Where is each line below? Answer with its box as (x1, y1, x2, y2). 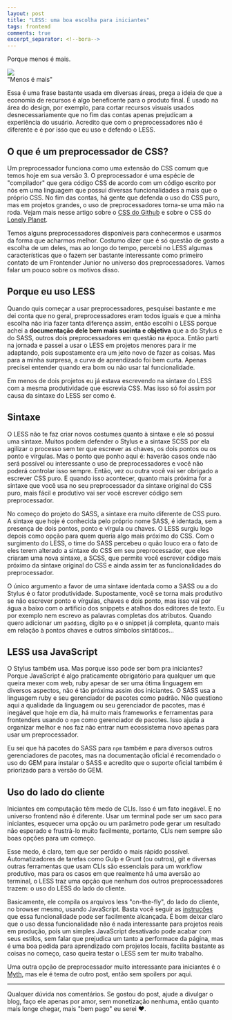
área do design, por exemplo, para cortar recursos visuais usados (7, 103, 195, 112)
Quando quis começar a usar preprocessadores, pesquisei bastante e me (7, 304, 216, 313)
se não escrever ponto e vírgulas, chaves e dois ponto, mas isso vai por (7, 597, 211, 605)
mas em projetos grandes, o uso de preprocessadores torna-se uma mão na (7, 200, 224, 209)
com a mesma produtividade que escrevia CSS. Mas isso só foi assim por (7, 384, 216, 392)
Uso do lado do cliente (7, 786, 105, 798)
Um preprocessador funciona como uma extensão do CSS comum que (7, 164, 209, 172)
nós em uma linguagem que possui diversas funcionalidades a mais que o (7, 186, 217, 194)
